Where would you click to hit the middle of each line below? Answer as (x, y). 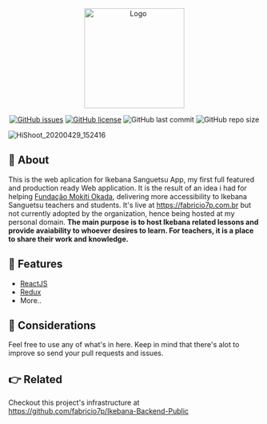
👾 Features (36, 264)
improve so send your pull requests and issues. (86, 353)
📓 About (29, 160)
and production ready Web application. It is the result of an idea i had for (128, 188)
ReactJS (34, 283)
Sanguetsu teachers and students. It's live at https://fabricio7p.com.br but (130, 205)
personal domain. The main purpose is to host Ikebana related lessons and (133, 222)
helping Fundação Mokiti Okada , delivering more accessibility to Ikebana (128, 196)
